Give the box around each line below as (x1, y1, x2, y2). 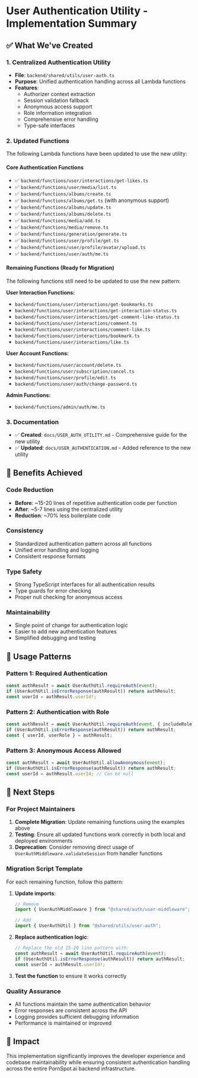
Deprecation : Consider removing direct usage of (14, 843, 135, 851)
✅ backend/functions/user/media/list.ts (14, 184, 117, 191)
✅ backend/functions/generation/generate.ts (14, 230, 127, 238)
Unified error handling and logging (14, 546, 99, 554)
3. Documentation (6, 418, 59, 426)
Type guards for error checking (14, 587, 92, 594)
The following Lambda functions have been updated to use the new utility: (6, 150, 187, 158)
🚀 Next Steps (6, 787, 55, 797)
